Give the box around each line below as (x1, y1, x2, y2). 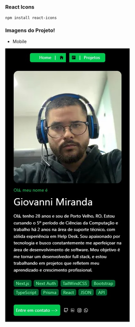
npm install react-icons (5, 15, 57, 20)
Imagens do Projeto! (5, 27, 55, 34)
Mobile (12, 38, 27, 44)
